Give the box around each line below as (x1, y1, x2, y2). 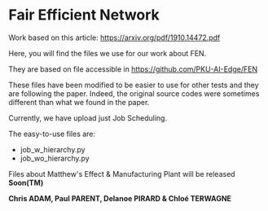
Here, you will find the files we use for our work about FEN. (8, 48, 207, 58)
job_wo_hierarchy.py (20, 153, 90, 163)
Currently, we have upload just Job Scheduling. (8, 112, 168, 123)
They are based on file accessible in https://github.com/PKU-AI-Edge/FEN (8, 64, 258, 74)
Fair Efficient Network (8, 6, 160, 24)
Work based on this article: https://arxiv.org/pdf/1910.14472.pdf (8, 33, 221, 42)
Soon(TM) (8, 178, 44, 187)
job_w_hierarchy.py (20, 144, 86, 154)
